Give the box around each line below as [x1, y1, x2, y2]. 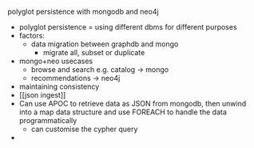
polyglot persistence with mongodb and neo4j [7, 7, 159, 16]
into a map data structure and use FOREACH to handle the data [18, 107, 227, 117]
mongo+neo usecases [18, 56, 93, 66]
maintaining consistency [18, 82, 100, 91]
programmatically [18, 116, 77, 125]
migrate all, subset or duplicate [42, 48, 145, 57]
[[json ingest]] [18, 90, 66, 99]
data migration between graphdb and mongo [30, 39, 179, 49]
